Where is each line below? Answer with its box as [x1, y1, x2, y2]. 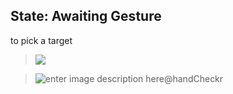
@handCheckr [163, 72, 224, 84]
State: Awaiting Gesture [10, 8, 162, 25]
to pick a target [10, 34, 73, 46]
